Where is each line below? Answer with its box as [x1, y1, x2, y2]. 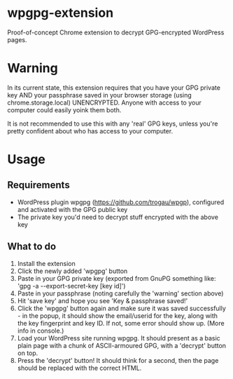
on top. [17, 349, 38, 357]
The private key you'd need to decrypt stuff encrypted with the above [17, 213, 219, 221]
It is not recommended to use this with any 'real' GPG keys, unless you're [7, 119, 218, 128]
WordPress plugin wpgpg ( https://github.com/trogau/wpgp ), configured [17, 198, 225, 206]
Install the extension [17, 259, 76, 267]
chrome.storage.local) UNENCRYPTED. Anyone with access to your [7, 98, 202, 107]
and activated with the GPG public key [17, 205, 128, 213]
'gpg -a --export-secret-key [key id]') [17, 281, 126, 290]
